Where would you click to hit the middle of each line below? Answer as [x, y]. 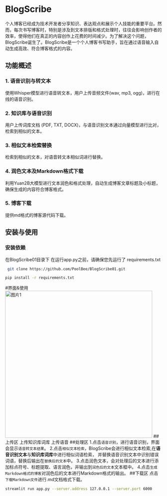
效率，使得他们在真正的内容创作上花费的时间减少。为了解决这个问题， [77, 36]
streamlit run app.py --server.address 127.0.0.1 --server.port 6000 [79, 489]
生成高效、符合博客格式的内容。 [42, 48]
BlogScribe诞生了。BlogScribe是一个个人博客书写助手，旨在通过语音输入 [80, 42]
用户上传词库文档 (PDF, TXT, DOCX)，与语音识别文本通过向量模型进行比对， [83, 125]
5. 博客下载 [18, 203]
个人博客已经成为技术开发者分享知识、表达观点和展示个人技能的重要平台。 [81, 23]
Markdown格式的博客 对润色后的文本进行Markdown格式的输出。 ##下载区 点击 [82, 473]
